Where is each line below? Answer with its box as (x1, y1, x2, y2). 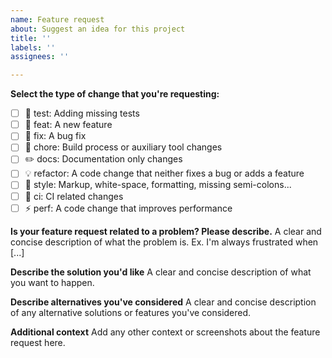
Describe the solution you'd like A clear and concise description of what (10, 266, 312, 278)
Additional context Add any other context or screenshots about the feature (10, 326, 321, 338)
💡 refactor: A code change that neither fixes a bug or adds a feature (24, 167, 305, 180)
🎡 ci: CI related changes (24, 190, 124, 202)
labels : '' (10, 42, 56, 53)
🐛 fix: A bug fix (24, 130, 87, 142)
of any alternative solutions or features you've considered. (10, 306, 252, 318)
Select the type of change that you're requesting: (10, 88, 220, 100)
